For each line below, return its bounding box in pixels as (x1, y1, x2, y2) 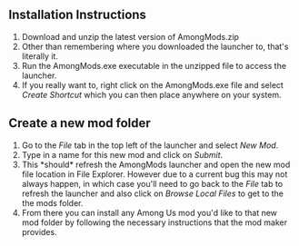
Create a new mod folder (8, 115, 151, 131)
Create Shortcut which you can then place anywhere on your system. (21, 89, 282, 100)
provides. (21, 226, 57, 237)
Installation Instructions (8, 7, 147, 23)
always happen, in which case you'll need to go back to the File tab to (21, 178, 284, 189)
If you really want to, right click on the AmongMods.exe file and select (21, 79, 284, 90)
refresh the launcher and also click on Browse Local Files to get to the (21, 188, 284, 199)
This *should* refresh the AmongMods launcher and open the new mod (21, 159, 291, 170)
